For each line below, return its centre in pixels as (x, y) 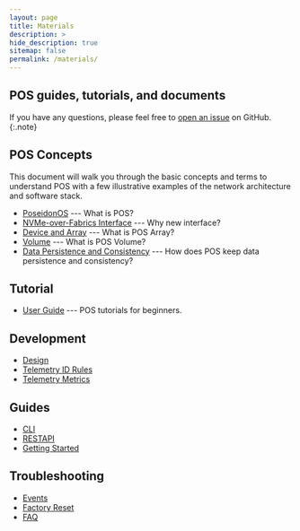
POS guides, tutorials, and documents (118, 96)
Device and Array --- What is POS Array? (98, 232)
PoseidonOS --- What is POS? (78, 213)
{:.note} (23, 126)
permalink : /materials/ (54, 59)
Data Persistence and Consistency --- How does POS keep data (141, 251)
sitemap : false (38, 51)
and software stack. (46, 196)
